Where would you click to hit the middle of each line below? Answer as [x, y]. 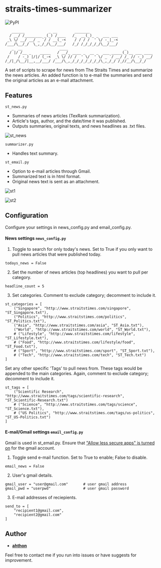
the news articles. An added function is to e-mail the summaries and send [79, 75]
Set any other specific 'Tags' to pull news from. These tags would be [74, 368]
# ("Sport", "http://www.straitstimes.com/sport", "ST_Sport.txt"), [84, 351]
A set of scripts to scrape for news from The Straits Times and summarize [79, 70]
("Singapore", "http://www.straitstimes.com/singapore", [72, 308]
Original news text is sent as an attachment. [56, 181]
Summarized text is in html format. [46, 176]
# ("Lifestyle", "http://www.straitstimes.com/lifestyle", [75, 334]
